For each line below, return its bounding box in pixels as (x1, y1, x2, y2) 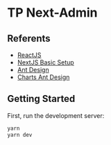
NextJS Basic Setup (17, 58, 74, 67)
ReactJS (17, 51, 42, 59)
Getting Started (7, 93, 76, 105)
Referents (7, 33, 51, 44)
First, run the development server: (7, 111, 105, 119)
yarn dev (7, 131, 33, 138)
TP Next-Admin (7, 5, 98, 21)
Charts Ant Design (17, 73, 70, 81)
